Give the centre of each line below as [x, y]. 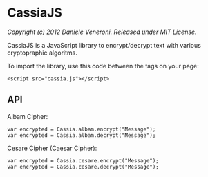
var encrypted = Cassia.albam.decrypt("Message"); [82, 135]
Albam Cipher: [28, 116]
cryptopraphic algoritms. [42, 53]
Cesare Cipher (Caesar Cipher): [52, 148]
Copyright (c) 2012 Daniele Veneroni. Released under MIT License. [102, 32]
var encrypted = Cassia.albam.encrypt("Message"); [82, 129]
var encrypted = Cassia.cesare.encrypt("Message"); [83, 160]
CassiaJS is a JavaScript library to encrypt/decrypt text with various [104, 45]
